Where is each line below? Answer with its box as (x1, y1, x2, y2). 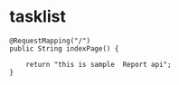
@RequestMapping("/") (9, 36, 91, 45)
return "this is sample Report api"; (25, 60, 172, 69)
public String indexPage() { (9, 43, 119, 53)
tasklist (9, 6, 66, 27)
